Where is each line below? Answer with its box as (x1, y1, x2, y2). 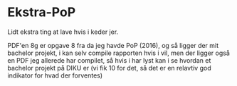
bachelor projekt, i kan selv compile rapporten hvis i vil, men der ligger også (7, 49, 230, 57)
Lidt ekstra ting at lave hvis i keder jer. (7, 27, 119, 36)
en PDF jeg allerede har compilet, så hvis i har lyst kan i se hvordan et (7, 56, 211, 64)
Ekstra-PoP (7, 4, 76, 20)
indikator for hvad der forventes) (7, 71, 103, 80)
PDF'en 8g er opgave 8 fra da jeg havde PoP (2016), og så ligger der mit (7, 41, 219, 49)
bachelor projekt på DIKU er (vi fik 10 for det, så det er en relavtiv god (7, 63, 211, 72)
